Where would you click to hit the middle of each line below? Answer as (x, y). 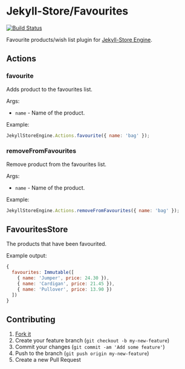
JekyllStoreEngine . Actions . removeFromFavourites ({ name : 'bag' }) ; (93, 210)
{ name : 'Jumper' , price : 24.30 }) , (63, 278)
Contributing (31, 320)
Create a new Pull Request (48, 360)
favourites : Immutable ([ (43, 273)
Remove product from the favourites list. (57, 164)
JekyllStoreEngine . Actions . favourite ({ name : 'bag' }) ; (78, 135)
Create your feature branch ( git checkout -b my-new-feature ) (92, 341)
